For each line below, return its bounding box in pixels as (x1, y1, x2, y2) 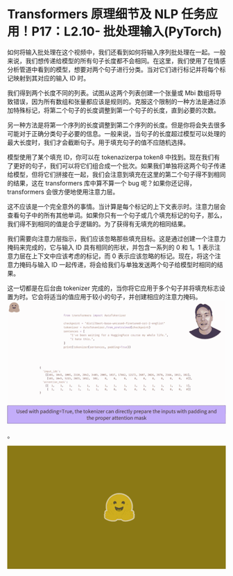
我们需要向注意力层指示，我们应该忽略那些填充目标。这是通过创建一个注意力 (7, 234, 226, 243)
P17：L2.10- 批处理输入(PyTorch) (31, 24, 222, 40)
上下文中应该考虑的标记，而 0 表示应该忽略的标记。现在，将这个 (31, 251, 215, 260)
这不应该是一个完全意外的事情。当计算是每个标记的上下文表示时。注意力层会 (7, 202, 226, 210)
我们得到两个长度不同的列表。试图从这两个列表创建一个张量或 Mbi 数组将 (7, 88, 216, 97)
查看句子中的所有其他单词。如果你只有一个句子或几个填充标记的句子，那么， (7, 211, 226, 219)
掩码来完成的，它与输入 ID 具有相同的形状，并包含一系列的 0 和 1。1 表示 (7, 243, 215, 251)
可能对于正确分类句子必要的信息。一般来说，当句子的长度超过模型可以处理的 (7, 129, 226, 137)
